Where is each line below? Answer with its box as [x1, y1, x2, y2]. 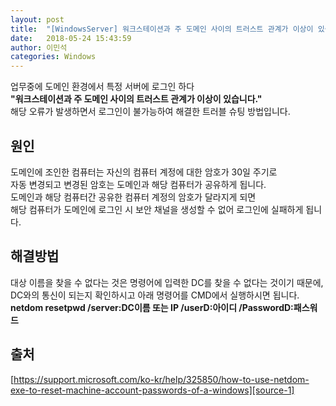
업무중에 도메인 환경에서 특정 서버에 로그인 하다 [10, 81, 195, 93]
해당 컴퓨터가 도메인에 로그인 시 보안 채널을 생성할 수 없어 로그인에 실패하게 [10, 203, 304, 215]
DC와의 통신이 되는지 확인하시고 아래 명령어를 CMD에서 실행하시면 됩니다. [10, 289, 300, 301]
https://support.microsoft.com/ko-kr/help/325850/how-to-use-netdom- [13, 373, 310, 385]
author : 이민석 [10, 42, 68, 53]
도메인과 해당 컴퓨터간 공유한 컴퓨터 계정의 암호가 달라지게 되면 [10, 191, 257, 203]
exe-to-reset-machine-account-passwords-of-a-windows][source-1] [10, 384, 295, 396]
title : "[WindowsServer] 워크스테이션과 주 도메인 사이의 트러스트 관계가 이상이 [10, 24, 314, 34]
